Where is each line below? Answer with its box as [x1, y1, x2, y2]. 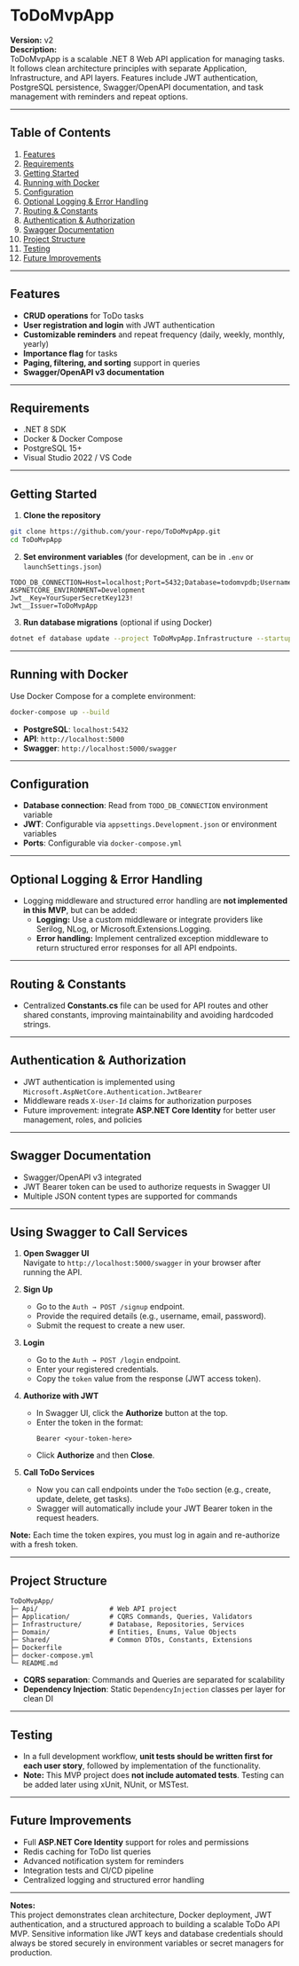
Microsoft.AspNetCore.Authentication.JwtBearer [22, 1088, 202, 1097]
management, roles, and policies [22, 1114, 143, 1125]
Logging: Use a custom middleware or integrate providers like [35, 915, 264, 925]
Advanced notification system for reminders [22, 1855, 185, 1866]
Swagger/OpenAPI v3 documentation [22, 366, 165, 377]
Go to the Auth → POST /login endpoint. [35, 1355, 181, 1365]
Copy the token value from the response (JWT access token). [35, 1373, 261, 1384]
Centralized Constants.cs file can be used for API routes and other [22, 1000, 269, 1011]
